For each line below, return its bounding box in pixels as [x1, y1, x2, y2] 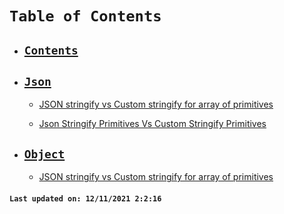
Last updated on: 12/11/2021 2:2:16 [9, 193, 162, 204]
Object [23, 147, 66, 161]
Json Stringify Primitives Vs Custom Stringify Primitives [38, 118, 267, 130]
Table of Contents [9, 7, 162, 26]
